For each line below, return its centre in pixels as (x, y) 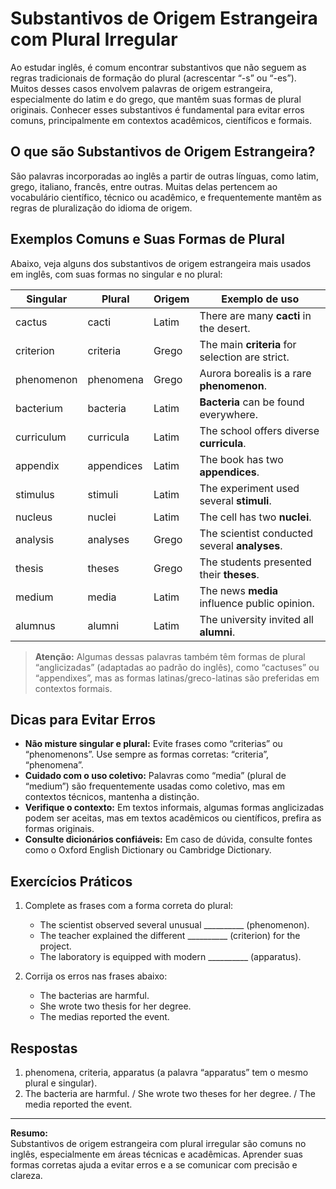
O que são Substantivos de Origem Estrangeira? (163, 152)
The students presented (255, 562)
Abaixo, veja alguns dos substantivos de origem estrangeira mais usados (161, 263)
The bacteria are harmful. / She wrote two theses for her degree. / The (170, 1093)
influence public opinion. (257, 603)
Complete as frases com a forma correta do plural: (129, 906)
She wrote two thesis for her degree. (115, 1006)
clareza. (26, 1175)
